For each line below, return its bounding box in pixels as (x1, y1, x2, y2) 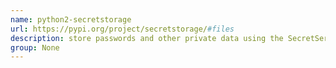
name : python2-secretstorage (10, 14, 132, 25)
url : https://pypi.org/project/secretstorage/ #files (10, 24, 235, 34)
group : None (10, 42, 60, 53)
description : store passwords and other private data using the (10, 33, 284, 43)
